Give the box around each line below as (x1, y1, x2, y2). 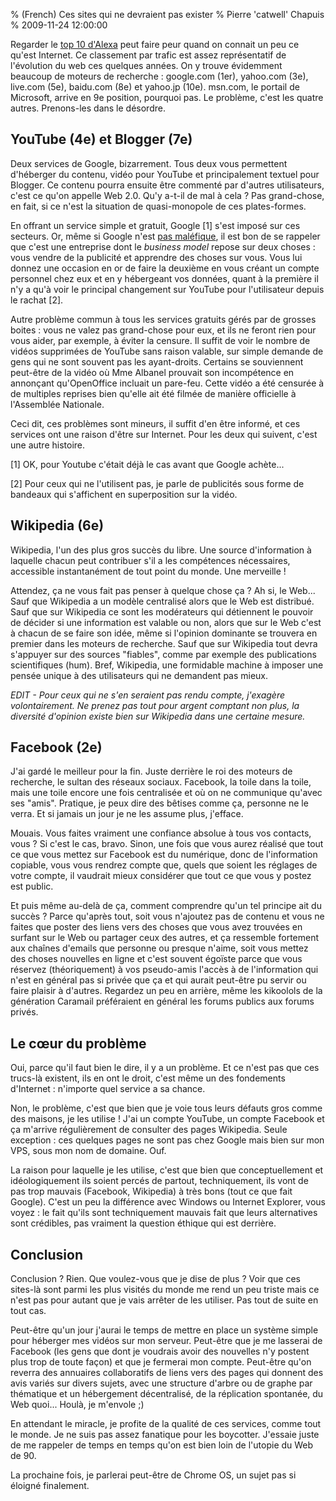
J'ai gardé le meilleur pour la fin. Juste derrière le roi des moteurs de (10, 765, 293, 778)
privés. (10, 1006, 39, 1018)
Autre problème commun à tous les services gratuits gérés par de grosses (10, 313, 317, 325)
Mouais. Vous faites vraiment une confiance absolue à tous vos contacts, (10, 827, 312, 839)
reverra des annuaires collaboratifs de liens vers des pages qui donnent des (10, 1367, 324, 1379)
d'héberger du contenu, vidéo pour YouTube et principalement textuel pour (10, 168, 320, 180)
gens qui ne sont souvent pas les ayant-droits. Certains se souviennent (10, 355, 304, 368)
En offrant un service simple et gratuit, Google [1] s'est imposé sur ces (10, 219, 301, 231)
